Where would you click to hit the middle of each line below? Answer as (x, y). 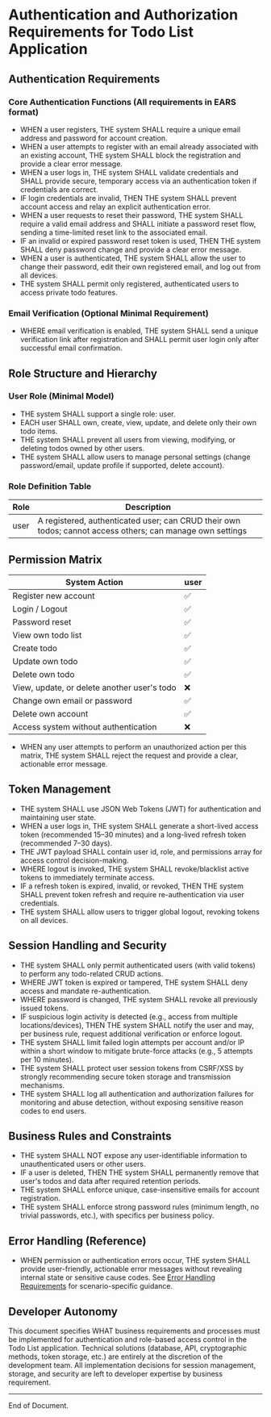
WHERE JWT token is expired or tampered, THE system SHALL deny (134, 982)
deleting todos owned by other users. (82, 448)
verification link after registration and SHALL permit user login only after (140, 340)
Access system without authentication (85, 726)
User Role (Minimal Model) (61, 396)
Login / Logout (40, 608)
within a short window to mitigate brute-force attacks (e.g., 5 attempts (136, 1051)
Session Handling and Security (88, 946)
